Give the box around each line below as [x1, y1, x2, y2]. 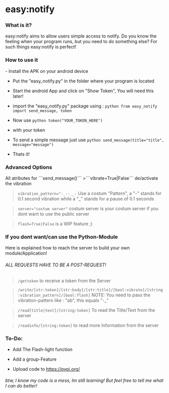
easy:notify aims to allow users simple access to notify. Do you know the [5, 33, 157, 39]
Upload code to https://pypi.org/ [12, 366, 80, 372]
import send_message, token [12, 108, 72, 113]
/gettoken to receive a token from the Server [17, 278, 111, 284]
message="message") [12, 142, 54, 147]
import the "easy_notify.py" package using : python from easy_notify [12, 103, 157, 109]
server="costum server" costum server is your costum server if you [17, 206, 158, 212]
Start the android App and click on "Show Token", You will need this [12, 88, 154, 94]
